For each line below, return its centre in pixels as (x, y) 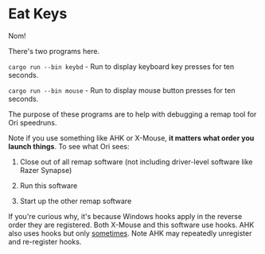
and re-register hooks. (45, 241)
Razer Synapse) (46, 170)
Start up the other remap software (76, 201)
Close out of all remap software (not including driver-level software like (136, 162)
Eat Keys (38, 14)
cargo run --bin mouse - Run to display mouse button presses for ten (122, 90)
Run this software (49, 185)
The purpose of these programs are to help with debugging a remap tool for (132, 114)
